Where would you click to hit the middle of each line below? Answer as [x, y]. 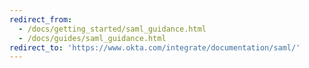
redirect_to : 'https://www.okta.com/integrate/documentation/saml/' [155, 47]
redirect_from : [41, 19]
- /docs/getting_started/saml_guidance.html [112, 29]
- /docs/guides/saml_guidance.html [92, 38]
